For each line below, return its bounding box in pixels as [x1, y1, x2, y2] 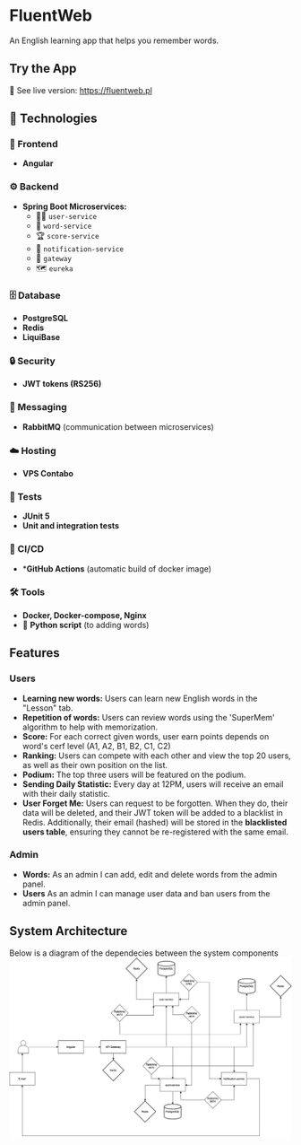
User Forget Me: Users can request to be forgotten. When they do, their [21, 798, 288, 808]
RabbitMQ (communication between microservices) [21, 421, 215, 432]
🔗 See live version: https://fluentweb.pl [9, 84, 152, 95]
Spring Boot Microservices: [21, 201, 127, 212]
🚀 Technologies [9, 111, 98, 127]
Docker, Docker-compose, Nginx [21, 609, 147, 620]
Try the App [9, 61, 77, 76]
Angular [21, 158, 54, 169]
